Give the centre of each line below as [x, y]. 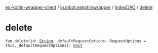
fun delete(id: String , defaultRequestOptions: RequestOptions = [75, 41]
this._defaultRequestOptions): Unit [44, 45]
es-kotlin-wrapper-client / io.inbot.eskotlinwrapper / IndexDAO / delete [79, 7]
